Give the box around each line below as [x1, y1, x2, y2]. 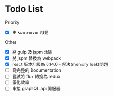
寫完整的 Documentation [12, 67, 62, 73]
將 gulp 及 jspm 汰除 [12, 49, 52, 55]
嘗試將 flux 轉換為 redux [12, 74, 61, 80]
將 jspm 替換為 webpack [12, 55, 61, 61]
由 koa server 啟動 [12, 29, 49, 35]
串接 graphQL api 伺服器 [12, 86, 61, 92]
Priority [5, 19, 20, 25]
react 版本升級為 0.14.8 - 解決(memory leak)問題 [12, 62, 108, 67]
